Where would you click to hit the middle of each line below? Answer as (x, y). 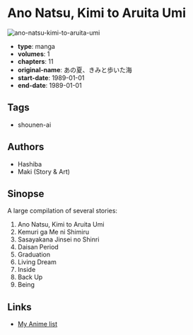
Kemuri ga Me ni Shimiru (53, 232)
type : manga (36, 46)
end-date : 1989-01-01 (50, 85)
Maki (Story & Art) (44, 171)
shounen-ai (34, 125)
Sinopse (26, 194)
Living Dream (37, 262)
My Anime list (37, 324)
